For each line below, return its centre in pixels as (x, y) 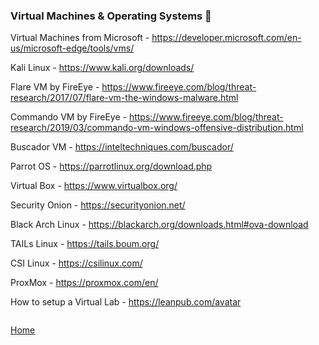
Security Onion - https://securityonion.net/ (98, 205)
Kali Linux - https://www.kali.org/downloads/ (102, 68)
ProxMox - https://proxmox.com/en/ (84, 283)
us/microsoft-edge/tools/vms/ (72, 48)
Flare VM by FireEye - (55, 87)
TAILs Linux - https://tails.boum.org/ (85, 244)
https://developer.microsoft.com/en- (226, 38)
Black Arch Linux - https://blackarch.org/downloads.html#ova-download (159, 225)
